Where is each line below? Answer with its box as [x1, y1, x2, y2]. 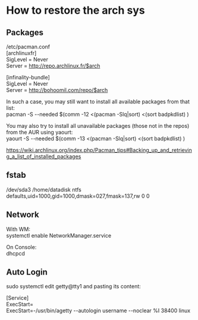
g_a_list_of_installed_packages [6, 153, 81, 160]
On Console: [6, 243, 37, 251]
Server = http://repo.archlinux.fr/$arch [6, 62, 100, 69]
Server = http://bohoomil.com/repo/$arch [6, 87, 108, 93]
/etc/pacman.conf [6, 43, 51, 50]
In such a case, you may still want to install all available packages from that [6, 98, 190, 105]
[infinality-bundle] [6, 74, 51, 81]
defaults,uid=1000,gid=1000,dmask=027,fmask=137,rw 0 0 [6, 192, 150, 199]
